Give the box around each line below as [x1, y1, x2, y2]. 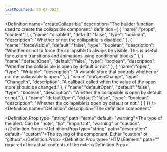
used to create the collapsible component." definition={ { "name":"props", [5, 26, 156, 32]
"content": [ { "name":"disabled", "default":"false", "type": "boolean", [5, 31, 146, 37]
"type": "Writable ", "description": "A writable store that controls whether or [5, 68, 158, 75]
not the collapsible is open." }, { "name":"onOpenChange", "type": [5, 74, 140, 79]
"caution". [120, 120, 141, 126]
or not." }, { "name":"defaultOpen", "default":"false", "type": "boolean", [5, 95, 150, 101]
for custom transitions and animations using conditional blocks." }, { [5, 53, 144, 59]
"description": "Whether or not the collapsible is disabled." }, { [5, 37, 132, 43]
